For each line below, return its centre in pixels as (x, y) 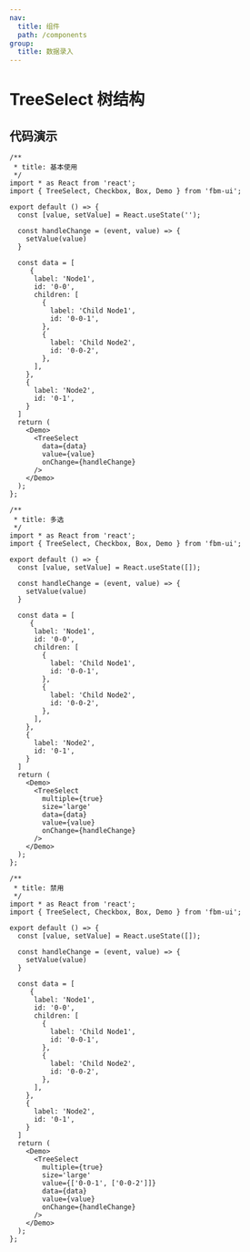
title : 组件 (39, 26)
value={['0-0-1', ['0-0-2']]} (99, 1184)
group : (22, 43)
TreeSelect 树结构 (77, 100)
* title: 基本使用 (45, 168)
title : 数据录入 (46, 52)
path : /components (53, 35)
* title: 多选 (39, 520)
